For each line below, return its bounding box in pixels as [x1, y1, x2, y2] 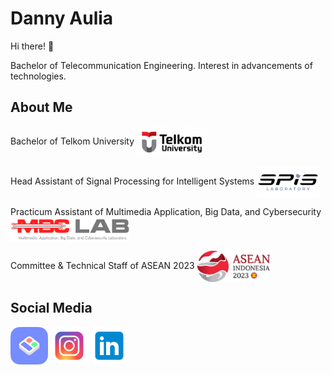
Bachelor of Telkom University [10, 135, 135, 147]
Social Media [10, 300, 93, 317]
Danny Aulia [10, 7, 114, 30]
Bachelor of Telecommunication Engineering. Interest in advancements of [10, 59, 313, 71]
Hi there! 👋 [10, 40, 55, 52]
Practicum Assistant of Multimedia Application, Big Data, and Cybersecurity [10, 205, 322, 217]
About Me [10, 99, 73, 116]
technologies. [10, 70, 67, 82]
